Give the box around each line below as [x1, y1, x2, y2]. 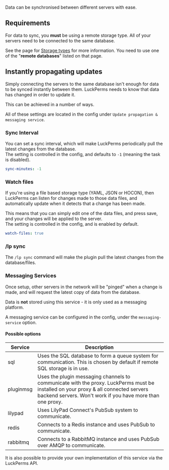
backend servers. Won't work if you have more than [37, 392, 159, 399]
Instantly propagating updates [5, 68, 103, 76]
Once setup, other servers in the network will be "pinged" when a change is [5, 284, 162, 290]
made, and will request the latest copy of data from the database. [5, 289, 141, 295]
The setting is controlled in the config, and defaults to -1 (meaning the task [5, 151, 160, 157]
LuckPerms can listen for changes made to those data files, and [5, 195, 137, 201]
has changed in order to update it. [5, 91, 75, 97]
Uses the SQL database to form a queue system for [37, 352, 158, 359]
